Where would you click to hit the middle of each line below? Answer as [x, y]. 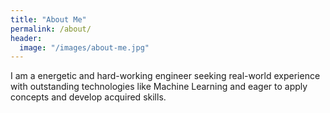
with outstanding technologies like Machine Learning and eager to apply [159, 87]
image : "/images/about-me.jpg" [84, 47]
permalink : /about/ [51, 29]
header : [26, 38]
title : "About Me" [48, 19]
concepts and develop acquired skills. [88, 97]
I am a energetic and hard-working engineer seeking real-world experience [165, 76]
